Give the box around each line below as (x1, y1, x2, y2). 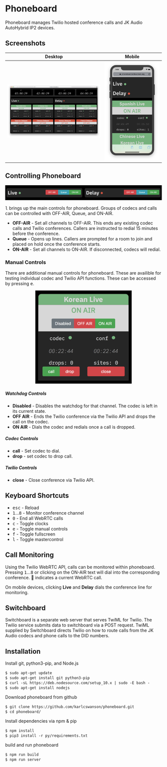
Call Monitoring (5, 551, 54, 559)
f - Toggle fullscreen (12, 531, 56, 537)
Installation (5, 647, 41, 656)
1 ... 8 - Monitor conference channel (12, 510, 84, 516)
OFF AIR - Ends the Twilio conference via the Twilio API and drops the (12, 413, 156, 419)
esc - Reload (12, 505, 39, 511)
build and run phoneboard (5, 742, 59, 748)
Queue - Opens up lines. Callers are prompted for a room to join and (12, 235, 153, 241)
